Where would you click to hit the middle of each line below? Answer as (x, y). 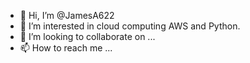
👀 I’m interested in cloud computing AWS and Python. (130, 26)
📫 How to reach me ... (66, 48)
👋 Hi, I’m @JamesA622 (67, 15)
